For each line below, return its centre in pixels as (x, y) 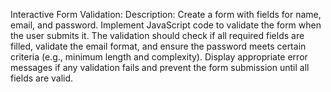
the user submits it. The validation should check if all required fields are (157, 35)
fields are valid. (42, 78)
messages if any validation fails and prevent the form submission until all (160, 67)
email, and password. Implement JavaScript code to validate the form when (166, 25)
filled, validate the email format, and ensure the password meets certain (158, 46)
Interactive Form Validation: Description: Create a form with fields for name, (166, 14)
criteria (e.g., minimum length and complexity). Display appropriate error (159, 57)
